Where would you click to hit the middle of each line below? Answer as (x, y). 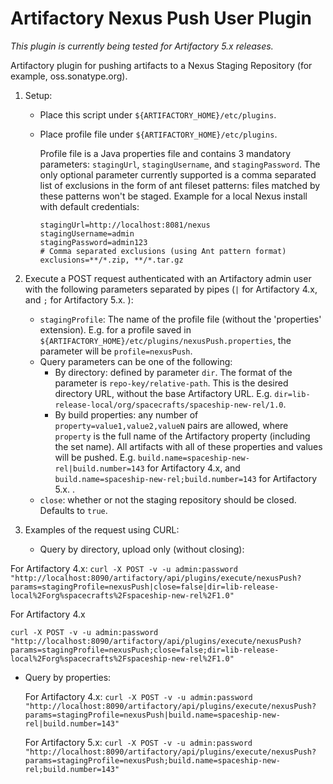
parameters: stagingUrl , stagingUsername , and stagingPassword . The (180, 164)
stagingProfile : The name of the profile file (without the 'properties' (180, 319)
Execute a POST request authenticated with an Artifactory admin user (168, 278)
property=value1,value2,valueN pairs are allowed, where (171, 425)
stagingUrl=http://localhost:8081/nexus (125, 225)
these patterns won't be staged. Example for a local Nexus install (173, 196)
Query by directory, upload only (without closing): (142, 549)
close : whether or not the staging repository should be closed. (168, 499)
